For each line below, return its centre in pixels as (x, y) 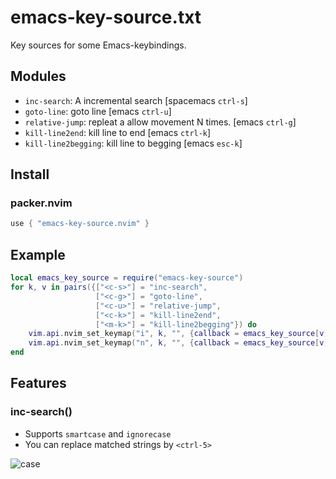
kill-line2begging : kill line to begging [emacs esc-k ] (133, 143)
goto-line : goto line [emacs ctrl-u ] (98, 111)
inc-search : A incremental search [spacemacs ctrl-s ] (136, 100)
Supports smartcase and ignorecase (98, 433)
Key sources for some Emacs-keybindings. (98, 45)
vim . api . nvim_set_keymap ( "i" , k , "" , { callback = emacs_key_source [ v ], (180, 334)
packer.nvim (41, 203)
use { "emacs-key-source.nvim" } (80, 224)
